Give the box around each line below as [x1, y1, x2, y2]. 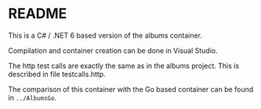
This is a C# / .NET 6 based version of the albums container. [8, 31, 202, 40]
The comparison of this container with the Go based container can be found [8, 84, 254, 94]
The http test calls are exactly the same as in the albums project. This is [8, 60, 240, 71]
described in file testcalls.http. [8, 69, 106, 78]
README [8, 5, 67, 23]
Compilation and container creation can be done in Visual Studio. [8, 45, 218, 55]
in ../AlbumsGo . [8, 93, 57, 102]
